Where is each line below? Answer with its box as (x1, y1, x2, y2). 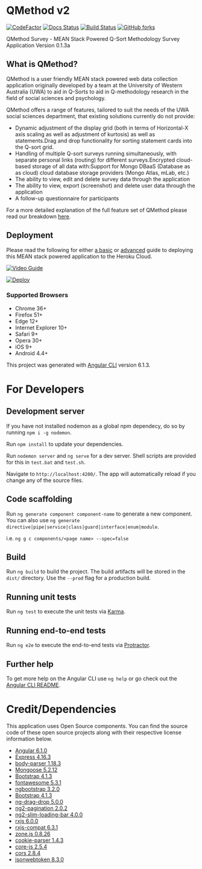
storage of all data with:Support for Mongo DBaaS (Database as (32, 162, 191, 169)
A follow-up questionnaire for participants (14, 194, 119, 202)
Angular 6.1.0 (14, 747, 48, 754)
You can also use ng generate (6, 516, 80, 523)
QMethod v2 (6, 4, 71, 17)
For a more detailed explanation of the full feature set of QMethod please (6, 206, 188, 213)
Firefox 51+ (14, 311, 43, 318)
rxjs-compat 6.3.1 (14, 824, 58, 831)
